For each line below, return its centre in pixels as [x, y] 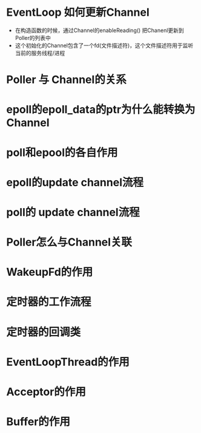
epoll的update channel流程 [75, 182]
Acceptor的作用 [46, 392]
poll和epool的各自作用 [62, 152]
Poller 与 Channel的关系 [67, 80]
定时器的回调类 [44, 332]
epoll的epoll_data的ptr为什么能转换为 [101, 110]
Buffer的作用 [38, 422]
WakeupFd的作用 [50, 272]
